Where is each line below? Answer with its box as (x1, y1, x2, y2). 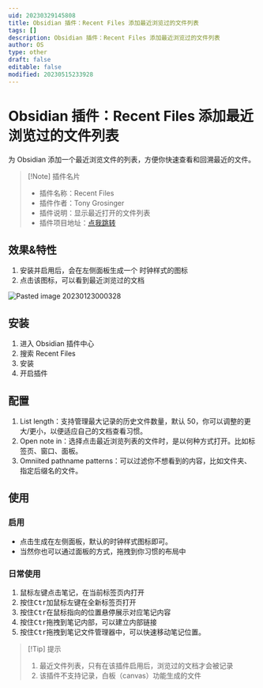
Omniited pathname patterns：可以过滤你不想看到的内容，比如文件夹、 (19, 456, 251, 466)
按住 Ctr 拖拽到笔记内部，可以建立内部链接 (19, 617, 158, 626)
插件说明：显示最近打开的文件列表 (39, 207, 151, 218)
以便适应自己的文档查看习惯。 (50, 427, 148, 435)
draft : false (8, 56, 51, 64)
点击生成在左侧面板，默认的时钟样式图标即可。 (19, 536, 172, 546)
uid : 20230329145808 (8, 11, 77, 20)
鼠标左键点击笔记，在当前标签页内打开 (19, 587, 145, 597)
